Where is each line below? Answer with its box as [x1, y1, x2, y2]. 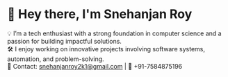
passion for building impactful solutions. [7, 37, 122, 45]
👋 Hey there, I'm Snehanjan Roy [7, 6, 193, 22]
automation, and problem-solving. [7, 55, 104, 63]
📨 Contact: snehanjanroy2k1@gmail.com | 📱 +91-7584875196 [7, 62, 183, 70]
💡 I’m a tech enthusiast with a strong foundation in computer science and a [7, 29, 222, 37]
